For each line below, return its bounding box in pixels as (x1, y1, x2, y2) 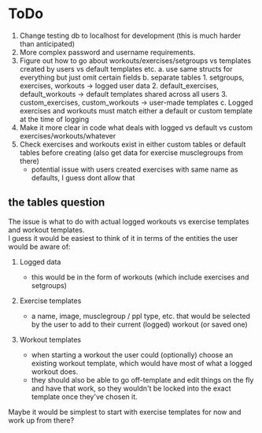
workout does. (31, 367, 79, 376)
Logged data (19, 257, 61, 266)
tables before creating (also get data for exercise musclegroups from (19, 147, 244, 157)
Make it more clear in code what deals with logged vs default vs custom (19, 123, 253, 132)
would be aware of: (8, 242, 71, 251)
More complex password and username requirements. (19, 47, 196, 57)
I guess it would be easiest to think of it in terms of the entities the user (8, 233, 238, 242)
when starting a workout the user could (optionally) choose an (31, 350, 234, 359)
